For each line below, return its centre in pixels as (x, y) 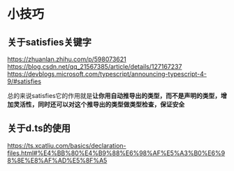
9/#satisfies (24, 81)
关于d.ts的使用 (39, 128)
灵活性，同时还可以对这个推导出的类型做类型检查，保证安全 (99, 104)
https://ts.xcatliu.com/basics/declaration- (67, 145)
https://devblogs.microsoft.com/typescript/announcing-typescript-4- (107, 74)
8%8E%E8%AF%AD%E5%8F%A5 (57, 160)
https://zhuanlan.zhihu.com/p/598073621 (67, 59)
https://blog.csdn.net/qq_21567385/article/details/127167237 (95, 66)
